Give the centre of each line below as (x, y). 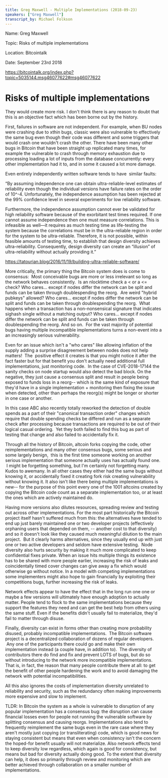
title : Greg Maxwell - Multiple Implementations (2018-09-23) (71, 10)
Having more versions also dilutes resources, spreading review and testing (82, 508)
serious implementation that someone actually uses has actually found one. (83, 460)
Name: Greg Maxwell (27, 34)
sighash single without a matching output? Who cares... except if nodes (79, 314)
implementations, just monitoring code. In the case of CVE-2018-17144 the (82, 366)
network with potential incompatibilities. (46, 676)
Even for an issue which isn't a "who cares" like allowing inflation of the (79, 345)
